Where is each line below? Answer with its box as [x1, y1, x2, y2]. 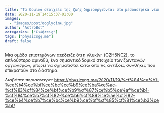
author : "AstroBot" [5, 25, 45, 30]
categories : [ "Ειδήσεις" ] [5, 30, 58, 34]
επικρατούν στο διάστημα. [5, 67, 59, 73]
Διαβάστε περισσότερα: [5, 77, 53, 82]
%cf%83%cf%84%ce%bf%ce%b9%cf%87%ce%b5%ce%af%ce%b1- [5, 87, 150, 93]
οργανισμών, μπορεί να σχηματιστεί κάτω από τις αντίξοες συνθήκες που [5, 62, 156, 68]
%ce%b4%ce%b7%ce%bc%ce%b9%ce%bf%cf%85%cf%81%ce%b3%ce [5, 97, 159, 103]
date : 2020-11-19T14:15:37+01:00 [5, 12, 73, 16]
